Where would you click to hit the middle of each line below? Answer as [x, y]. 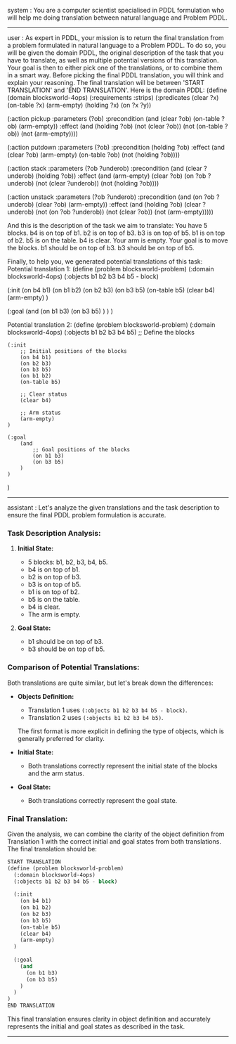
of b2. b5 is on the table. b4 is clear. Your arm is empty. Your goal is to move [118, 240]
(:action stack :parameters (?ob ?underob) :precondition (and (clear [105, 168]
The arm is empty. [54, 614]
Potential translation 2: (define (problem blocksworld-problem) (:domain [111, 325]
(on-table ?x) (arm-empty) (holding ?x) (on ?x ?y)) [79, 105]
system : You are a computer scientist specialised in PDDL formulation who [116, 10]
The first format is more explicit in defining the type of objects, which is [121, 731]
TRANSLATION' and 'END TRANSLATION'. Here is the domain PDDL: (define [117, 90]
